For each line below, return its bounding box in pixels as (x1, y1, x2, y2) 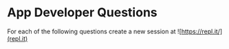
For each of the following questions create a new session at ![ (7, 27, 182, 35)
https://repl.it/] (181, 27, 223, 35)
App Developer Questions (7, 5, 157, 20)
